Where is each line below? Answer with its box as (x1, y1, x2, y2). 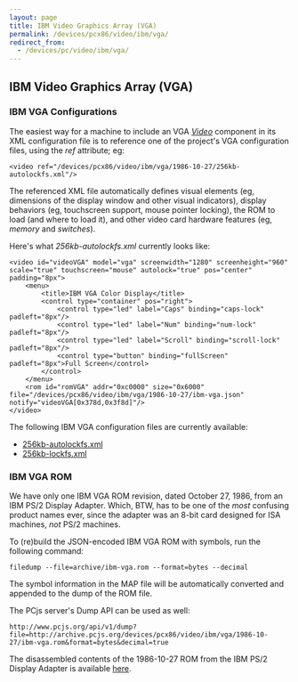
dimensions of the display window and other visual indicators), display (9, 195, 267, 206)
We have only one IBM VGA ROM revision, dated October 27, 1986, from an (9, 491, 283, 501)
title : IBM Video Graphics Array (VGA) (9, 21, 157, 30)
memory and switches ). (9, 223, 96, 234)
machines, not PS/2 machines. (9, 519, 121, 530)
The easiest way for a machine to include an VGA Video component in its (9, 126, 277, 136)
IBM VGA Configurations (9, 106, 117, 118)
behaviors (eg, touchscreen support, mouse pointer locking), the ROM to (9, 204, 276, 215)
